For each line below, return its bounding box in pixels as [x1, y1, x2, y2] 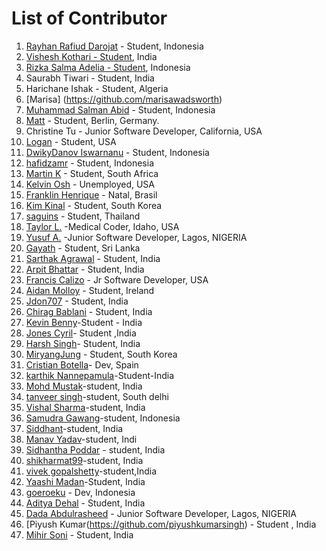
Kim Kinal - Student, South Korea [25, 199, 163, 211]
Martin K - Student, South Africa [25, 167, 159, 179]
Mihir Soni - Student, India [25, 528, 134, 541]
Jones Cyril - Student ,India [25, 327, 137, 339]
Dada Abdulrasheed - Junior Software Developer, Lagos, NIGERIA [25, 507, 297, 519]
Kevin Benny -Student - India [25, 316, 143, 328]
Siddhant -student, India [25, 422, 124, 434]
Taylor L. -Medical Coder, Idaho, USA [25, 220, 180, 232]
